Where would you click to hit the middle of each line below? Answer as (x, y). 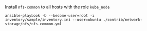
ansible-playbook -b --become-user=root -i (50, 16)
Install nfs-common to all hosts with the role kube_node (57, 7)
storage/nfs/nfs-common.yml (34, 24)
